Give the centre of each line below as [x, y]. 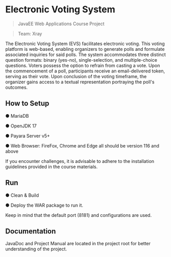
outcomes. [17, 87]
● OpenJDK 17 [21, 126]
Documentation [31, 231]
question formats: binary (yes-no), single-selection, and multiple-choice [81, 60]
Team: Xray [30, 33]
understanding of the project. [36, 249]
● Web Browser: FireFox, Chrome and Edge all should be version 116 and [82, 145]
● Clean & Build [22, 195]
